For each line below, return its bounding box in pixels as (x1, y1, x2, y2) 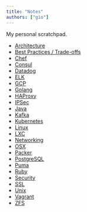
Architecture (14, 42, 46, 49)
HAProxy (14, 92, 37, 99)
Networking (14, 136, 44, 143)
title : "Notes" (6, 8, 44, 15)
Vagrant (14, 193, 34, 200)
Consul (14, 60, 33, 68)
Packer (14, 149, 33, 156)
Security (14, 174, 36, 181)
